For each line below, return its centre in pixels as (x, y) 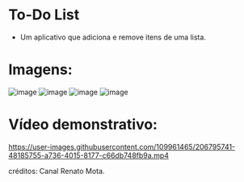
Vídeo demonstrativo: (83, 124)
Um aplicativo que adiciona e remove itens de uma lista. (113, 37)
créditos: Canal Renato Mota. (57, 171)
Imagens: (40, 70)
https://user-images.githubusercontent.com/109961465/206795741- (122, 147)
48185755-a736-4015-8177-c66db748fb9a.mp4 (89, 155)
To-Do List (44, 15)
